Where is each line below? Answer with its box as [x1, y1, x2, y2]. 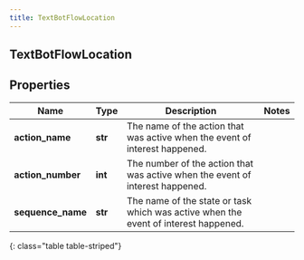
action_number [14, 169, 81, 181]
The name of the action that [126, 120, 244, 132]
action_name [14, 130, 71, 143]
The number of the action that [126, 157, 253, 169]
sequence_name [14, 206, 88, 218]
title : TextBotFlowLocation [9, 13, 116, 23]
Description [165, 104, 217, 117]
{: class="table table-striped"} [9, 240, 122, 251]
